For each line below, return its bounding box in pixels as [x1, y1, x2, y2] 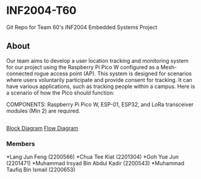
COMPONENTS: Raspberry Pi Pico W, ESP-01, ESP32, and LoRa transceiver [6, 101, 194, 108]
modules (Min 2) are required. [6, 107, 80, 115]
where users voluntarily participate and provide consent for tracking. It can [6, 76, 193, 83]
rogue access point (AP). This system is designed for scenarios [34, 70, 192, 77]
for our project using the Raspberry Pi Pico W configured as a [6, 63, 159, 71]
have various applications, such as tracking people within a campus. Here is [6, 83, 195, 90]
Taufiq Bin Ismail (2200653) [6, 166, 75, 174]
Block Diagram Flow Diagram [6, 125, 78, 132]
